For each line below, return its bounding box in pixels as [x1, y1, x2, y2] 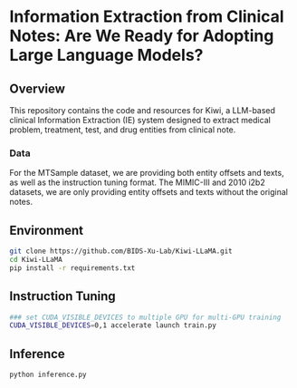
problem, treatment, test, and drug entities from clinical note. [9, 124, 236, 135]
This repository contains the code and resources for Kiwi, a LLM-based [9, 105, 276, 115]
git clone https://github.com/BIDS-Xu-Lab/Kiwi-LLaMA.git [9, 247, 233, 256]
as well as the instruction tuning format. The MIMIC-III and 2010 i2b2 [9, 177, 265, 188]
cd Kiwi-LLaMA [9, 255, 63, 264]
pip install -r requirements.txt [9, 263, 136, 273]
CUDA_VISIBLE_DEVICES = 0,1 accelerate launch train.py [9, 321, 217, 330]
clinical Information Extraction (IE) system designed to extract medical [9, 115, 272, 125]
